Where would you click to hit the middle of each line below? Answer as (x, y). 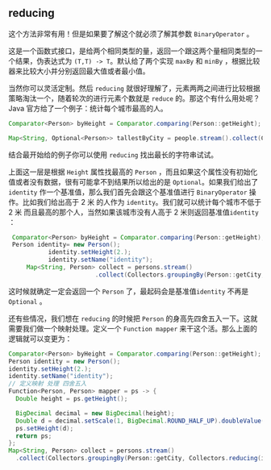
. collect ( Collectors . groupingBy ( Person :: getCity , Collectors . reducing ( (139, 459)
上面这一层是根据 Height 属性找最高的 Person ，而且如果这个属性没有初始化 (133, 172)
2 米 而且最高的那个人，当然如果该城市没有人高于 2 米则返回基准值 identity (134, 212)
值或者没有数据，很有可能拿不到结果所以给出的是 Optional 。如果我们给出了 (133, 181)
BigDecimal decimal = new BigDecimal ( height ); (95, 413)
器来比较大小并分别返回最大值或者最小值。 (79, 71)
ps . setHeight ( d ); (45, 428)
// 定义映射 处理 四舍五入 (48, 384)
